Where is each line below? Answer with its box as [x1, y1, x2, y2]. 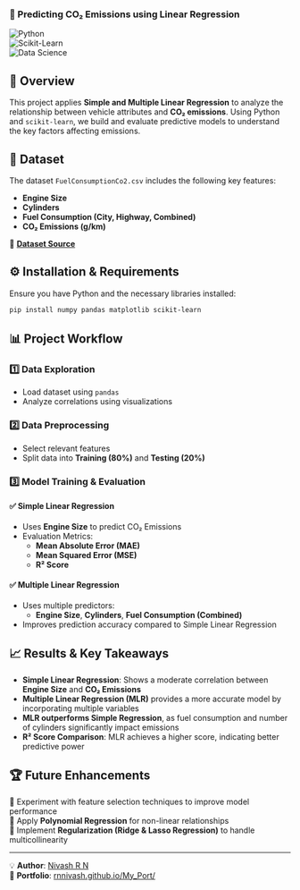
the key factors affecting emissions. [9, 125, 141, 137]
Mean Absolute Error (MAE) [35, 540, 140, 551]
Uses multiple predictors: [21, 599, 115, 611]
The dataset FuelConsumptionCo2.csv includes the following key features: [9, 174, 277, 186]
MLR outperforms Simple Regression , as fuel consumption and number [21, 712, 288, 723]
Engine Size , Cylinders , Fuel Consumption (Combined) [35, 609, 243, 620]
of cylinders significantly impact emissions [21, 722, 179, 733]
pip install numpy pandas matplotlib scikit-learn [9, 305, 202, 314]
